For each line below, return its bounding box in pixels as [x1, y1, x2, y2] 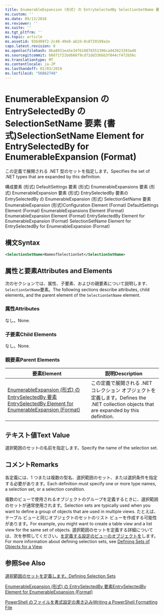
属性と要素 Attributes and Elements [5, 266, 113, 275]
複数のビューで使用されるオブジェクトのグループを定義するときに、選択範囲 [5, 496, 159, 502]
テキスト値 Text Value [5, 431, 70, 439]
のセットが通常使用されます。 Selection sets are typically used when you [5, 502, 151, 508]
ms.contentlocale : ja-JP [5, 62, 56, 67]
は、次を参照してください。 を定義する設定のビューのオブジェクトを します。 [5, 533, 159, 539]
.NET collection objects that [91, 401, 155, 408]
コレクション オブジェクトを [91, 387, 156, 394]
